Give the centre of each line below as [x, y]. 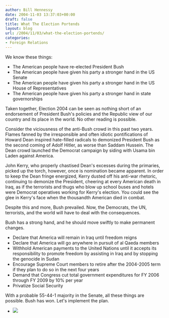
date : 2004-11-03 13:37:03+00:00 [40, 15]
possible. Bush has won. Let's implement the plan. [57, 300]
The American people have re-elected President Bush [68, 66]
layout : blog [19, 29]
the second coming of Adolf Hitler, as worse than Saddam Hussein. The [79, 145]
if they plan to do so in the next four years [56, 269]
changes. [15, 227]
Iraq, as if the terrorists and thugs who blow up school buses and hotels [79, 187]
